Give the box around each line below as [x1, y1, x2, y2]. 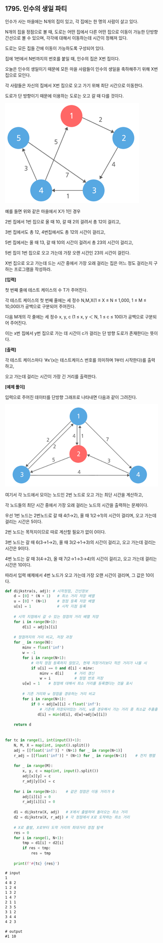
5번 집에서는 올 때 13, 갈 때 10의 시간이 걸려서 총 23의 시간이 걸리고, [5, 239, 133, 245]
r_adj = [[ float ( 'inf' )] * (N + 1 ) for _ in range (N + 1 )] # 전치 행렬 [14, 753, 155, 758]
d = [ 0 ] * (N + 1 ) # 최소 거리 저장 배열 [14, 594, 95, 599]
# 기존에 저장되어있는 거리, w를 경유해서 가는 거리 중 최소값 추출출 [39, 707, 158, 712]
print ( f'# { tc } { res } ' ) [14, 861, 60, 866]
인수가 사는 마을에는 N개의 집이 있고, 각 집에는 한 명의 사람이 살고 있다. [5, 19, 139, 24]
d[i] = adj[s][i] [22, 625, 57, 629]
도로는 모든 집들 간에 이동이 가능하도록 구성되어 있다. [5, 45, 105, 51]
